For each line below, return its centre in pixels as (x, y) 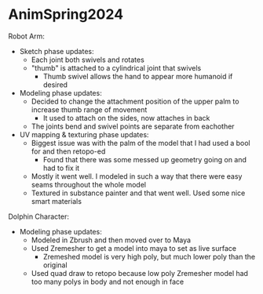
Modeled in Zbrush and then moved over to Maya (111, 240)
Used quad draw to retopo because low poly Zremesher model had (140, 273)
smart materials (57, 201)
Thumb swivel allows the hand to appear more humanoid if (138, 76)
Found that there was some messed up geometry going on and (145, 159)
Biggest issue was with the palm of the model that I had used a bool (141, 143)
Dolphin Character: (38, 216)
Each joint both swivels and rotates (88, 60)
